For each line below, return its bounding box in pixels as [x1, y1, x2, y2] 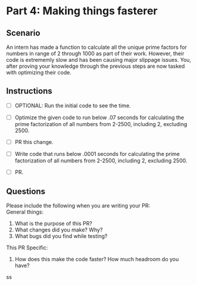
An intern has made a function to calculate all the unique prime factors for [6, 43, 187, 51]
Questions [6, 186, 46, 196]
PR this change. [14, 138, 54, 145]
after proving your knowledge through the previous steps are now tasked [6, 62, 185, 70]
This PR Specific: [6, 244, 48, 251]
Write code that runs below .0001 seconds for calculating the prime [14, 151, 180, 157]
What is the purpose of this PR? [14, 220, 92, 227]
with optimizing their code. [6, 69, 71, 76]
